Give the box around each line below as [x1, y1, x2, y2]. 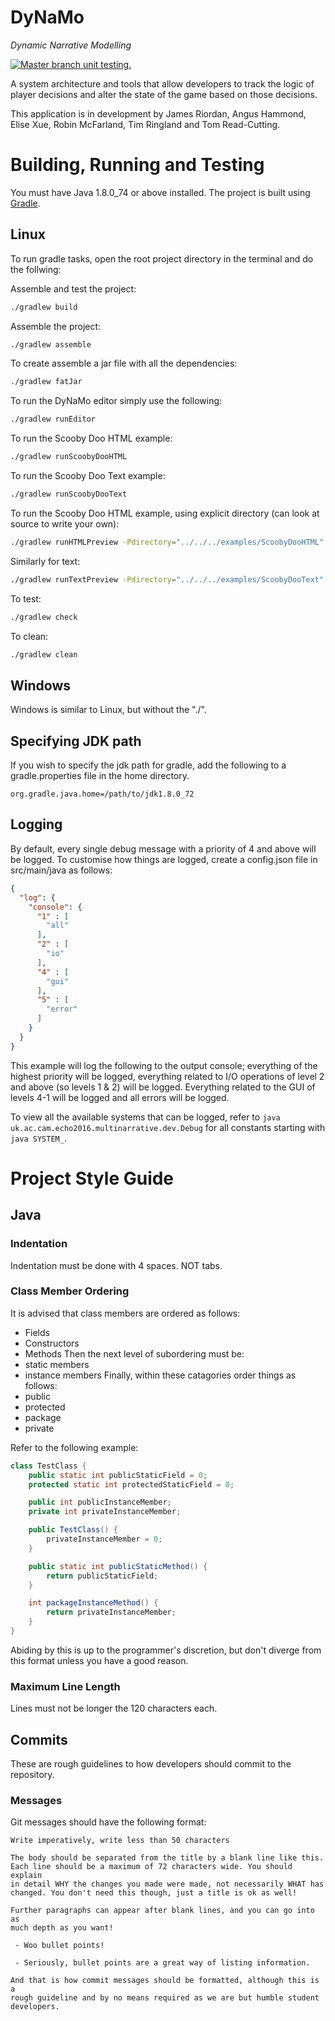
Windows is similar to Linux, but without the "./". [10, 704, 207, 716]
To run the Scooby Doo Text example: [10, 470, 166, 482]
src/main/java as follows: [10, 864, 113, 876]
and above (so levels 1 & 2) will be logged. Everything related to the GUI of [10, 1081, 316, 1093]
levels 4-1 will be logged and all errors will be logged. [10, 1091, 230, 1103]
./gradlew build [10, 302, 78, 312]
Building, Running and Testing [10, 154, 265, 176]
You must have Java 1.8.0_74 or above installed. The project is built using [10, 186, 311, 198]
